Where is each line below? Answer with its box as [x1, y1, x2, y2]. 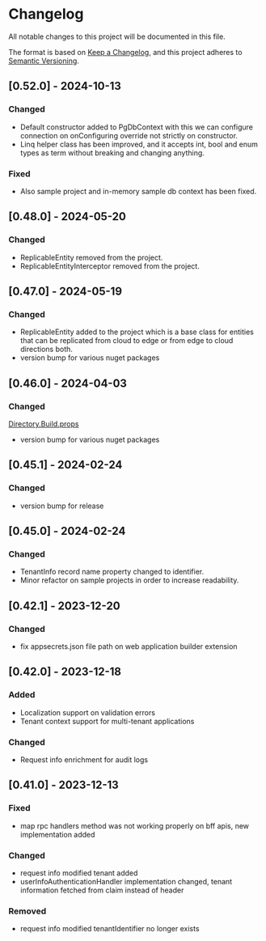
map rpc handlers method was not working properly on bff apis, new [19, 820, 249, 830]
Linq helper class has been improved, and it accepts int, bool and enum [19, 139, 259, 149]
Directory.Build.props [8, 418, 79, 429]
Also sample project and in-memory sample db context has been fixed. [19, 186, 257, 196]
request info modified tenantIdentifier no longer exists [19, 924, 200, 934]
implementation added [19, 829, 95, 839]
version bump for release [19, 501, 104, 511]
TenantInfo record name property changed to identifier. [19, 567, 205, 577]
